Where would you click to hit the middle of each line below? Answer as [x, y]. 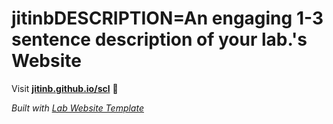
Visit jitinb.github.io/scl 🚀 [65, 88]
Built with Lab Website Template [77, 108]
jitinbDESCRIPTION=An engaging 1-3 [167, 18]
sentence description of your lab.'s [159, 39]
